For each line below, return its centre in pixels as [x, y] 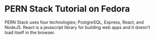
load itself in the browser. [30, 32]
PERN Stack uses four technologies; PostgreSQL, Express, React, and [74, 22]
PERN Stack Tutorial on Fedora [67, 9]
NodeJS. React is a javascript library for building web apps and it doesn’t [77, 27]
